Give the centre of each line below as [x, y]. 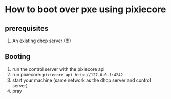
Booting [18, 57]
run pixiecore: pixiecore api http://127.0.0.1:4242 [68, 74]
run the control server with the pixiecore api [58, 69]
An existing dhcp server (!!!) [41, 41]
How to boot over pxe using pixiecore [85, 9]
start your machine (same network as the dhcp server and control [82, 80]
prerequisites [27, 28]
